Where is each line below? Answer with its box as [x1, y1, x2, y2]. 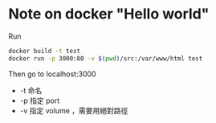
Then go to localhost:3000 [8, 69, 96, 79]
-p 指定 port [19, 96, 60, 105]
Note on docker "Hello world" [8, 5, 210, 23]
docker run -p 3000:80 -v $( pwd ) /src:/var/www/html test [8, 54, 203, 63]
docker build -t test [8, 47, 81, 55]
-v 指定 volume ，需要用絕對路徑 [19, 105, 128, 115]
